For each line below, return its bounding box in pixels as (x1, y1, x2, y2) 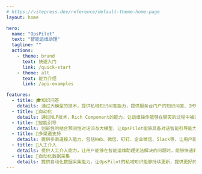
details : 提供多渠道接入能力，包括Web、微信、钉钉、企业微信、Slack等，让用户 (17, 136, 193, 143)
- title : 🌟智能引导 (11, 119, 57, 126)
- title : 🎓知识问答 (11, 97, 60, 104)
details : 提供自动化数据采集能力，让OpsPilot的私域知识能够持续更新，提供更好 (17, 158, 193, 165)
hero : (6, 25, 20, 31)
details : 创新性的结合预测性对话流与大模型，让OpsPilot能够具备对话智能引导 (17, 125, 188, 131)
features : (6, 92, 31, 98)
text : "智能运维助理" (11, 37, 60, 43)
